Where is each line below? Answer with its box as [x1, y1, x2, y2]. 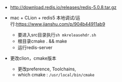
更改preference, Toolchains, [17, 66, 76, 72]
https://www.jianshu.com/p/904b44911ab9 [16, 21, 105, 27]
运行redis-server [17, 45, 53, 50]
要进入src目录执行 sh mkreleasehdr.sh [17, 32, 96, 37]
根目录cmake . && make [17, 38, 67, 44]
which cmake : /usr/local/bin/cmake [17, 72, 95, 77]
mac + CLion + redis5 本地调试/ [10, 15, 76, 21]
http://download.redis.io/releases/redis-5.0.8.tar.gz [10, 5, 117, 10]
